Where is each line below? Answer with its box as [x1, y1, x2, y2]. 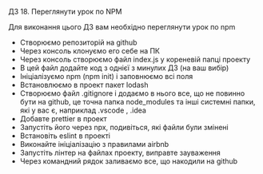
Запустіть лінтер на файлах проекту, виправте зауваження [19, 148, 221, 157]
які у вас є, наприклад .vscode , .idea [19, 105, 146, 115]
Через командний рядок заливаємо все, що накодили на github [19, 156, 238, 166]
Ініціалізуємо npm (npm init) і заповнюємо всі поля [19, 72, 193, 81]
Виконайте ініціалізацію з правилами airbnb [19, 140, 169, 148]
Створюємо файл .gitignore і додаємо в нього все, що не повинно [19, 89, 245, 98]
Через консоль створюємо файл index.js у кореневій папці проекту [19, 55, 251, 64]
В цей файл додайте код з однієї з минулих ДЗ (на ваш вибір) [19, 63, 229, 73]
